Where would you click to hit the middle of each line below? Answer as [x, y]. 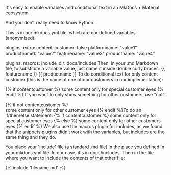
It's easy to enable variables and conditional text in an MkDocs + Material [82, 7]
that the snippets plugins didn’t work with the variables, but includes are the [85, 132]
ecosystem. [18, 13]
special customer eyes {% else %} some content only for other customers [83, 121]
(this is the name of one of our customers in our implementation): [95, 79]
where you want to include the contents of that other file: [65, 158]
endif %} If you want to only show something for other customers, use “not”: [86, 95]
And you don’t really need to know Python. [50, 23]
